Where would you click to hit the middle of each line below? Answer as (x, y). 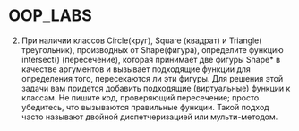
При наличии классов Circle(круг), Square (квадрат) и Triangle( (141, 40)
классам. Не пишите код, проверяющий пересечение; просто (140, 97)
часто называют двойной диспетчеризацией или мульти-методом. (149, 117)
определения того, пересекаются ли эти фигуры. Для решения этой (152, 78)
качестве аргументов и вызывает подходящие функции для (136, 69)
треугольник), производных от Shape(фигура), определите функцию (152, 49)
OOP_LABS (51, 16)
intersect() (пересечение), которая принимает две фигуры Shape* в (151, 59)
